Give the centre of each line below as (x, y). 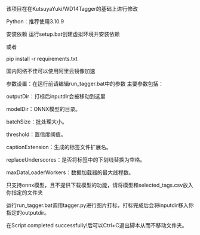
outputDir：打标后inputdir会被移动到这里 (56, 96)
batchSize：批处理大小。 (37, 122)
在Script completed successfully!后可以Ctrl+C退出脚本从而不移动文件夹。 (97, 225)
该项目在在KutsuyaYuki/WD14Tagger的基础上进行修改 (72, 9)
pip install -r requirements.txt (42, 59)
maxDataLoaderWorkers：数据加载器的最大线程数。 (70, 172)
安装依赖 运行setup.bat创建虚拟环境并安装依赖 (63, 34)
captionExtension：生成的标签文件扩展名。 (59, 147)
